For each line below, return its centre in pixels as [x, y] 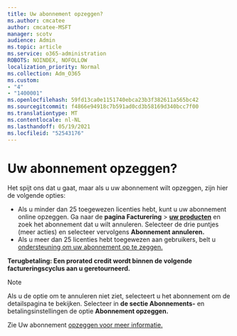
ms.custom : [23, 80]
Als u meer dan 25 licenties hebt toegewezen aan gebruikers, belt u [116, 240]
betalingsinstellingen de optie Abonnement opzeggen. [88, 311]
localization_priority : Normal [54, 67]
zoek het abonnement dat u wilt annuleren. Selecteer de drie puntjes [118, 224]
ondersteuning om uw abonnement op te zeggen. [90, 247]
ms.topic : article [35, 47]
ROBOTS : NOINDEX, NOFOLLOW [47, 61]
